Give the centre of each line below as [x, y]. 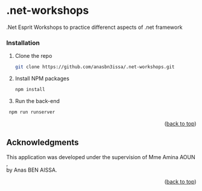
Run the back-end [37, 101]
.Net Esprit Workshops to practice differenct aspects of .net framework [94, 27]
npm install [30, 90]
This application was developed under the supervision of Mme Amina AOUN [101, 157]
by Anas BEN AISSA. [32, 170]
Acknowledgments [43, 142]
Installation [23, 43]
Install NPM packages [42, 78]
